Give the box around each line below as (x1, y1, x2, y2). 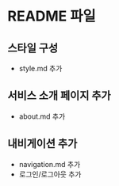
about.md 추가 (18, 112, 66, 121)
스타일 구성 (7, 41, 59, 55)
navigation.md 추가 (18, 159, 81, 169)
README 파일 (7, 7, 96, 25)
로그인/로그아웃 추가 (18, 169, 82, 179)
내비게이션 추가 (7, 137, 78, 150)
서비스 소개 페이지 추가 (7, 89, 112, 103)
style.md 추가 (18, 64, 63, 73)
